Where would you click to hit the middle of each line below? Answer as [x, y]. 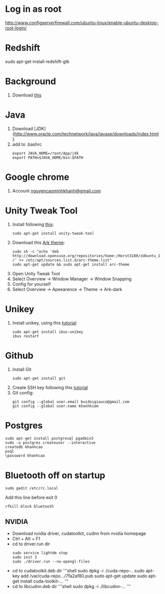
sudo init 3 [24, 558]
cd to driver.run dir [31, 544]
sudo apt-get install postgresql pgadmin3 [49, 439]
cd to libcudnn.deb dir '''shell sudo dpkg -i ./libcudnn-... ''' [71, 587]
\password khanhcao [25, 456]
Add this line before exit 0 [31, 497]
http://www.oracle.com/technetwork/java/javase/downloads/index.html [86, 133]
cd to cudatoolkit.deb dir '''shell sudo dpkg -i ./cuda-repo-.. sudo [78, 571]
